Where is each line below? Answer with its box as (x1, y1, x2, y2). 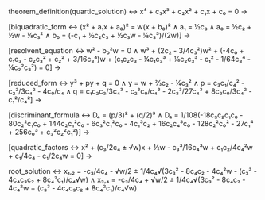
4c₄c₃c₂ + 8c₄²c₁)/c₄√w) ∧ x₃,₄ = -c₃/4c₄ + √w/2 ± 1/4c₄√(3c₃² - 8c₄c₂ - (8, 175, 246, 184)
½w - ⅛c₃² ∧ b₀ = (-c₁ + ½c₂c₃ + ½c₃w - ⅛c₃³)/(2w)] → (8, 31, 191, 40)
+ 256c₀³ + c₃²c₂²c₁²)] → (8, 127, 90, 137)
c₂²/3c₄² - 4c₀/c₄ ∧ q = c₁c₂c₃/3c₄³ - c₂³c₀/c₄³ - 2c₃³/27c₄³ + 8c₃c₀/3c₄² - (8, 87, 252, 96)
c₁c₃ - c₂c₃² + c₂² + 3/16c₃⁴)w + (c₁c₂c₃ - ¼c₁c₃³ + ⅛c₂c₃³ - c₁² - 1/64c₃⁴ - (8, 55, 251, 63)
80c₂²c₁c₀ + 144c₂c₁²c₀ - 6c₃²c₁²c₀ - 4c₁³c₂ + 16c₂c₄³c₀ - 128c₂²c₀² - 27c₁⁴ (8, 119, 254, 128)
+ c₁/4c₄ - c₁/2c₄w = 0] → (8, 151, 93, 160)
